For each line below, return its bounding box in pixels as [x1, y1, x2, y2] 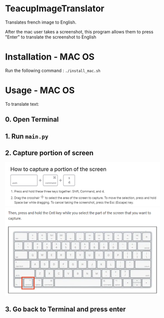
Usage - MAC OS [5, 85, 75, 96]
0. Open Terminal [5, 115, 59, 124]
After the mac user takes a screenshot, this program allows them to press [5, 29, 154, 34]
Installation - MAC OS [5, 51, 95, 63]
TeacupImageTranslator [5, 3, 105, 14]
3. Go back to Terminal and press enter [5, 305, 126, 313]
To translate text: [5, 101, 39, 107]
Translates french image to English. [5, 19, 77, 25]
